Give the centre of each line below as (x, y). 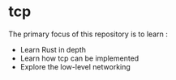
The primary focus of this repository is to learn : (88, 34)
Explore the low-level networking (75, 66)
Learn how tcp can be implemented (79, 58)
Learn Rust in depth (53, 49)
